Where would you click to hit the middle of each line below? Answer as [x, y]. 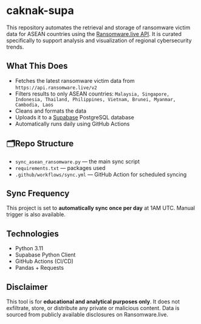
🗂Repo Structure [40, 144]
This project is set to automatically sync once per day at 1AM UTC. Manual [101, 208]
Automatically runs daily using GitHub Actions [72, 124]
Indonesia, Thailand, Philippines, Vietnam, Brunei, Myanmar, [95, 99]
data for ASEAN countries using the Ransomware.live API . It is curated [94, 33]
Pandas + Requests [39, 268]
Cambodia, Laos [34, 105]
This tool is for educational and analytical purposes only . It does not [93, 301]
